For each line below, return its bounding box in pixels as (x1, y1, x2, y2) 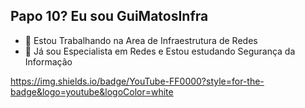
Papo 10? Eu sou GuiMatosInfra (10, 8, 209, 25)
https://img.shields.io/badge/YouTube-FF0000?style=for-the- (10, 75, 265, 87)
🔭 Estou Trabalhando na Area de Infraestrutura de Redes (24, 34, 258, 46)
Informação (24, 55, 73, 68)
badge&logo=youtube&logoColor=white (10, 85, 174, 98)
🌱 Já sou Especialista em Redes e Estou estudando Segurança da (24, 45, 296, 57)
